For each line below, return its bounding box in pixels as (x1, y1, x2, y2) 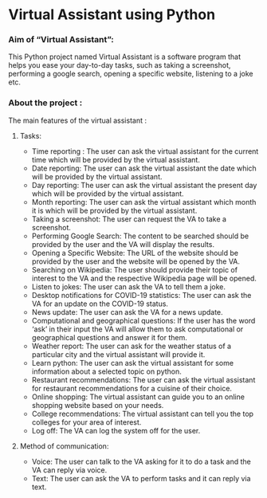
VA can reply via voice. (31, 465, 108, 475)
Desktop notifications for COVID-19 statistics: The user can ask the (31, 290, 252, 300)
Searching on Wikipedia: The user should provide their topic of (31, 265, 238, 274)
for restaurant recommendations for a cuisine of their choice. (31, 383, 233, 393)
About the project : (8, 97, 83, 108)
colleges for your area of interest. (31, 417, 142, 427)
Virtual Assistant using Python (8, 6, 216, 24)
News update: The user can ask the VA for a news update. (31, 307, 223, 316)
